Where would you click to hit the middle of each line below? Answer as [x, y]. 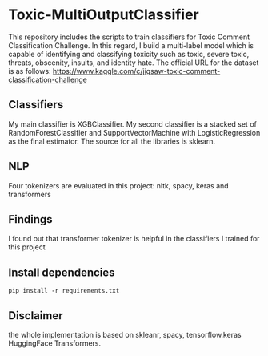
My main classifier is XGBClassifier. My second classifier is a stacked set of [133, 124]
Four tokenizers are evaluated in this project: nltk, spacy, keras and [119, 185]
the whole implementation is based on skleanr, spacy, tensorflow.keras [125, 335]
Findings [31, 219]
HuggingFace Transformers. [55, 343]
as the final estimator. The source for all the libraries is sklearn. [112, 141]
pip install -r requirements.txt [64, 291]
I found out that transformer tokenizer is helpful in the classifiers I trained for [134, 239]
